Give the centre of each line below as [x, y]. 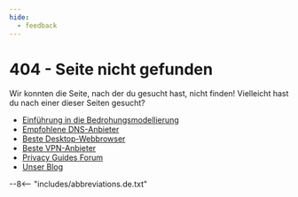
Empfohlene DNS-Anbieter [71, 130]
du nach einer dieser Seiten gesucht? [77, 103]
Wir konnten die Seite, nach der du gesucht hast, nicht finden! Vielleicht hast [149, 94]
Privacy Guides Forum [63, 158]
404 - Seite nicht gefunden [111, 69]
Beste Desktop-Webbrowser [74, 139]
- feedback [37, 26]
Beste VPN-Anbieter [59, 148]
